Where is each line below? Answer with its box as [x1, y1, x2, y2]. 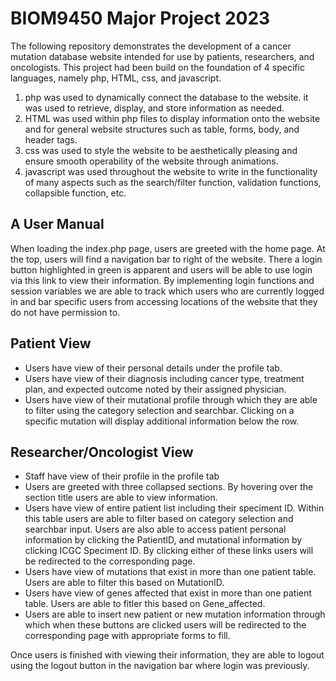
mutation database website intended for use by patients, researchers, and [10, 50, 315, 62]
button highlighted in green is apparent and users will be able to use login [10, 263, 313, 276]
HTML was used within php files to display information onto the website [24, 112, 321, 124]
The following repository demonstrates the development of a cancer [10, 40, 292, 52]
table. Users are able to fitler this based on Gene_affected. [24, 598, 266, 610]
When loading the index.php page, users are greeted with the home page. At [10, 242, 326, 254]
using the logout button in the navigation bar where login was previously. [10, 660, 310, 672]
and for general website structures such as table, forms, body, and [24, 123, 300, 135]
